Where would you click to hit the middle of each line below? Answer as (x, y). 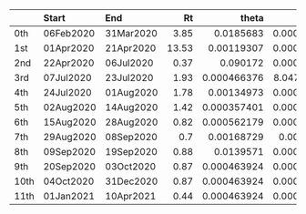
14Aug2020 (132, 107)
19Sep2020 (131, 152)
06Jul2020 (129, 63)
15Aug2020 (70, 122)
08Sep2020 (131, 137)
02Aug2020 (70, 107)
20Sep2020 (70, 166)
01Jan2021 (69, 196)
